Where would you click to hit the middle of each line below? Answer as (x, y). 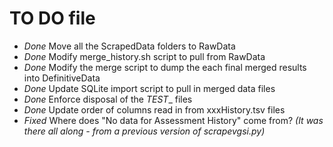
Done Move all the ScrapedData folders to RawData (129, 46)
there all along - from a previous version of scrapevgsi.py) (144, 131)
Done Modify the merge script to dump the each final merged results (165, 67)
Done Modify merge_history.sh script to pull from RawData (144, 56)
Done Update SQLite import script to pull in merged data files (149, 88)
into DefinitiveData (62, 78)
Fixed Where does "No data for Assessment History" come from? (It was (173, 120)
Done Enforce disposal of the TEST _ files (108, 99)
